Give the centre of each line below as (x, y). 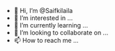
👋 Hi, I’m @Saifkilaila (43, 11)
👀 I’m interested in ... (43, 18)
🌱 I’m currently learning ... (51, 25)
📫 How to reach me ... (46, 40)
